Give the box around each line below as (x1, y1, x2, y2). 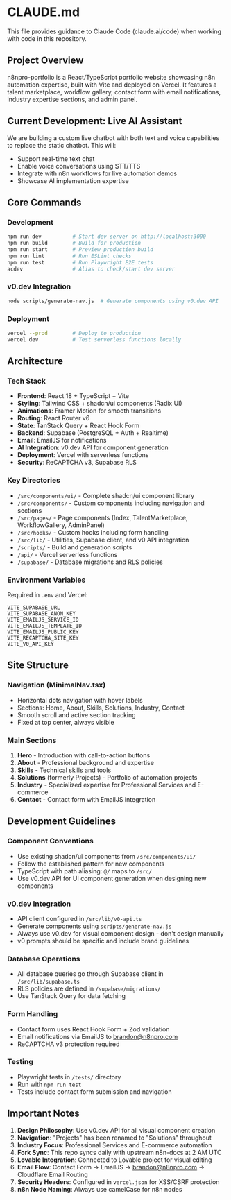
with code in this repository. (7, 34, 87, 42)
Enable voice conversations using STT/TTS (17, 162, 141, 170)
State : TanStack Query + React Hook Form (17, 421, 140, 430)
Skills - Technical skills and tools (17, 766, 112, 774)
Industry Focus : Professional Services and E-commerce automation (17, 1140, 212, 1149)
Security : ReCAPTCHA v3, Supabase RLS (17, 458, 137, 467)
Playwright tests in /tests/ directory (17, 1072, 121, 1081)
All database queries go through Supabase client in (17, 970, 164, 978)
